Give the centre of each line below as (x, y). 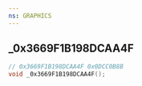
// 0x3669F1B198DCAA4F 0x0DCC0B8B (66, 67)
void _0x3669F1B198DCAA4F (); (57, 74)
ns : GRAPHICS (30, 16)
